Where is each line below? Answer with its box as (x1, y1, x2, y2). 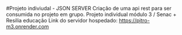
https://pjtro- (119, 17, 150, 24)
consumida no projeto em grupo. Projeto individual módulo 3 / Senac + (6, 11, 177, 18)
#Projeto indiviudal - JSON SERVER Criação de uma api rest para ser (6, 5, 171, 11)
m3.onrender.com (6, 23, 49, 30)
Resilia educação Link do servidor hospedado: (6, 17, 118, 24)
